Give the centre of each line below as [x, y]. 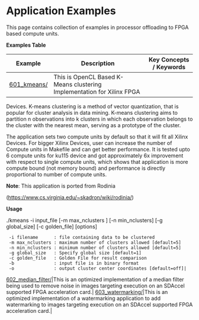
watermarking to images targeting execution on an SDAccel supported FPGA [99, 304]
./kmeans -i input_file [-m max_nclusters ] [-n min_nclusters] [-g [84, 220]
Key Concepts [169, 59]
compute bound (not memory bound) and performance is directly [86, 168]
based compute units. [33, 33]
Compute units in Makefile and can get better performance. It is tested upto [98, 149]
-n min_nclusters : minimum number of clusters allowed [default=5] [95, 248]
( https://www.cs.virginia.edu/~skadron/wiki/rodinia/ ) [70, 197]
